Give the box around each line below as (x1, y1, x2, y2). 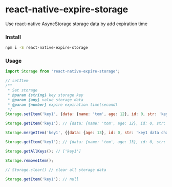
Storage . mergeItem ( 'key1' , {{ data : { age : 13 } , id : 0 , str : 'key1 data (5, 130, 159, 136)
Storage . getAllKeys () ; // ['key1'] (5, 148, 81, 154)
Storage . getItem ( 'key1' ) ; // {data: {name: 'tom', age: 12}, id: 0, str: (5, 121, 166, 126)
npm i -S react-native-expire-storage (5, 45, 88, 50)
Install (5, 33, 21, 41)
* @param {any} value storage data (7, 97, 83, 102)
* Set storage (7, 88, 38, 93)
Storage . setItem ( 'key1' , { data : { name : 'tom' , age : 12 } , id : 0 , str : (5, 111, 157, 117)
